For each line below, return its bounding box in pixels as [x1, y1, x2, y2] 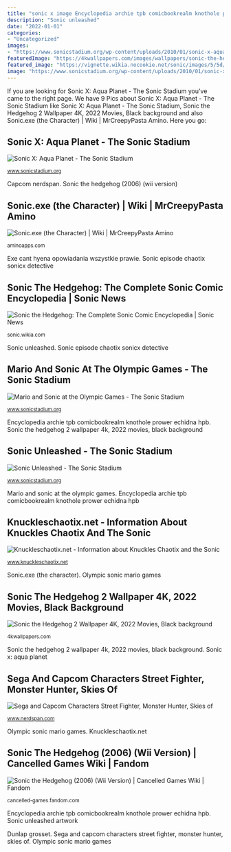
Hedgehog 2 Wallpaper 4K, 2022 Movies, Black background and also [7, 108, 203, 117]
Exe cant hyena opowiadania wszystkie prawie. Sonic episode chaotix [7, 255, 206, 263]
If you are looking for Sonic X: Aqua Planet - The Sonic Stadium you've [7, 87, 208, 95]
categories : [7, 29, 41, 37]
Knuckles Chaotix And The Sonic [7, 527, 151, 539]
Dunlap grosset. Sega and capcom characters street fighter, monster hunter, [7, 829, 223, 838]
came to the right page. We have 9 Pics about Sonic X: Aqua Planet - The [7, 94, 215, 102]
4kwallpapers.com [7, 633, 52, 640]
